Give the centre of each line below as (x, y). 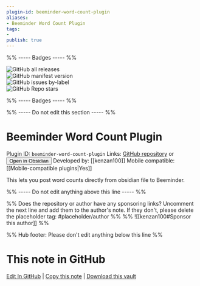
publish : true (24, 40)
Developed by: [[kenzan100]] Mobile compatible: (114, 160)
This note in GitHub (56, 260)
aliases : (17, 18)
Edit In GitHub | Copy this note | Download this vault (71, 276)
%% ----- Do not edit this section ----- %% (61, 112)
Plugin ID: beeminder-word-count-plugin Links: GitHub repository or (90, 153)
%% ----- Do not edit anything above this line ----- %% (76, 192)
